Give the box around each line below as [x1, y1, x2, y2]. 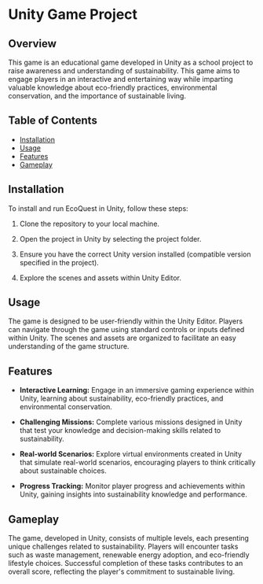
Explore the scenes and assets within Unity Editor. [19, 273, 182, 283]
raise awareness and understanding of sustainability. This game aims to [8, 66, 240, 76]
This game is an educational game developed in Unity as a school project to [8, 57, 254, 67]
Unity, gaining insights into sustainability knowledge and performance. [19, 490, 247, 499]
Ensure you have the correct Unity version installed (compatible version [19, 249, 251, 259]
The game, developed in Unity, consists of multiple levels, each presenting [8, 534, 250, 543]
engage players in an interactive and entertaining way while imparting [8, 75, 233, 83]
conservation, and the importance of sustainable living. [8, 91, 187, 100]
